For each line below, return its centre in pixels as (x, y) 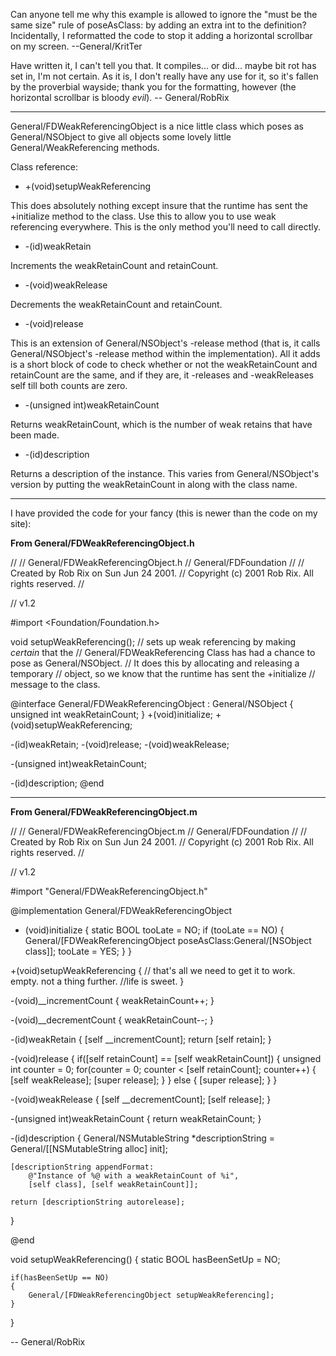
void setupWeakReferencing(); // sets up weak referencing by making (153, 642)
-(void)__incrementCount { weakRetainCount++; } (112, 1000)
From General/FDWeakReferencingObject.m (104, 812)
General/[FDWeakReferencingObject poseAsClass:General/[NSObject (168, 940)
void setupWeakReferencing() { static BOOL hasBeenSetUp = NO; (145, 1259)
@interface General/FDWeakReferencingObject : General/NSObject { (152, 703)
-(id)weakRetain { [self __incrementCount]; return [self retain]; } (141, 1039)
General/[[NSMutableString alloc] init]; (89, 1148)
